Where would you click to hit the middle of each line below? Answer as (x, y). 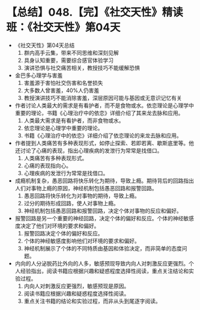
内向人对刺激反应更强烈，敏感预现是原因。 (77, 286)
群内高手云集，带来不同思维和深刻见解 (71, 52)
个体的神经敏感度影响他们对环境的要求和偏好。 (82, 241)
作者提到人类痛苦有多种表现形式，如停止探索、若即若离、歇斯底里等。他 (104, 143)
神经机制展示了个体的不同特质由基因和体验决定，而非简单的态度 (103, 248)
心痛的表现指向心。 (48, 166)
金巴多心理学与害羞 (39, 75)
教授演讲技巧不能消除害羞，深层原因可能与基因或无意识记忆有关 (103, 98)
